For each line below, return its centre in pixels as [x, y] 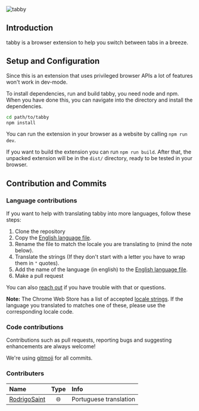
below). [24, 250]
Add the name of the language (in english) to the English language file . [101, 269]
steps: [14, 220]
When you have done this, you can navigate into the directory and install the [99, 100]
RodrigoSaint [27, 399]
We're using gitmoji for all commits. [49, 358]
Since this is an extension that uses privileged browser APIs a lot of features [99, 75]
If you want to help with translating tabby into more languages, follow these [99, 214]
